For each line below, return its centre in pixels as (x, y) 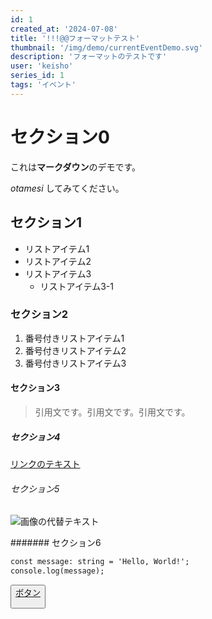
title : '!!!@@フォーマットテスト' (75, 38)
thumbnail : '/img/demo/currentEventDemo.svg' (106, 47)
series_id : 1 (37, 76)
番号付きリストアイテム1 (74, 338)
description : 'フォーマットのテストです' (89, 57)
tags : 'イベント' (43, 85)
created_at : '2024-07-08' (64, 29)
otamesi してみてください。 (67, 188)
